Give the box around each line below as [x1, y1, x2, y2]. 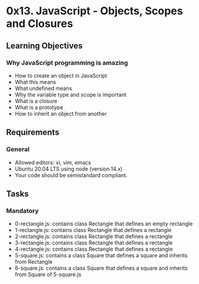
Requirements [6, 127, 59, 138]
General [6, 145, 30, 153]
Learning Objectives [6, 41, 83, 51]
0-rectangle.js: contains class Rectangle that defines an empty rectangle [14, 220, 193, 227]
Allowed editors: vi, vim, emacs [14, 159, 91, 166]
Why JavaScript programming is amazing [6, 58, 128, 67]
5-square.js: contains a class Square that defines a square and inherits [14, 252, 188, 259]
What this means [14, 78, 56, 85]
